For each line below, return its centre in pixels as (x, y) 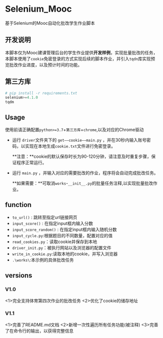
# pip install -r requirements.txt (41, 93)
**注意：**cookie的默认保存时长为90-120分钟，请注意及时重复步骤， (81, 156)
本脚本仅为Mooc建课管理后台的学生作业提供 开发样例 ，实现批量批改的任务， (81, 53)
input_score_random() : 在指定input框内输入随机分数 (64, 229)
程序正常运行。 (31, 162)
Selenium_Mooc (39, 9)
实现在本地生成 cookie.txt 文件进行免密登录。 (70, 146)
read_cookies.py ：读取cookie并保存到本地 (55, 242)
